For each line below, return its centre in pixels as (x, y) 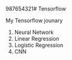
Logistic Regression (39, 45)
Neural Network (34, 32)
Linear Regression (37, 38)
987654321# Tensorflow (36, 9)
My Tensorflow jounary (34, 20)
